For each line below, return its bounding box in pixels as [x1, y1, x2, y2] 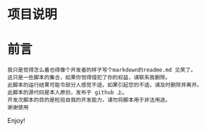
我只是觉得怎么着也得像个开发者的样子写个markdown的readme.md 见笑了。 [7, 66, 197, 74]
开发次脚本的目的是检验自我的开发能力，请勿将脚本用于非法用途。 [7, 97, 171, 104]
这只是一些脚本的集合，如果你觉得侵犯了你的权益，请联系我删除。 [7, 74, 171, 81]
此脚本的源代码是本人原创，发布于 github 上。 [7, 89, 128, 96]
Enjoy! [7, 116, 26, 125]
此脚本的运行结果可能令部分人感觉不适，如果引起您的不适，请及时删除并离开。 [7, 82, 202, 89]
